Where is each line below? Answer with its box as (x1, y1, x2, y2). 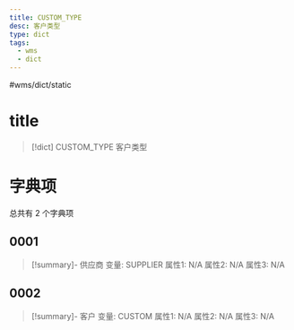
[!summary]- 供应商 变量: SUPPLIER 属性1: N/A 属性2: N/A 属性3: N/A (30, 259, 285, 270)
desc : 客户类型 (9, 22, 61, 30)
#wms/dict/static (9, 80, 72, 90)
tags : (9, 38, 30, 48)
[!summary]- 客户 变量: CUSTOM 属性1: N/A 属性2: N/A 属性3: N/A (30, 310, 275, 321)
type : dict (9, 30, 50, 39)
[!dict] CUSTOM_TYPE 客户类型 (30, 141, 148, 152)
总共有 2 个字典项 (9, 207, 74, 218)
